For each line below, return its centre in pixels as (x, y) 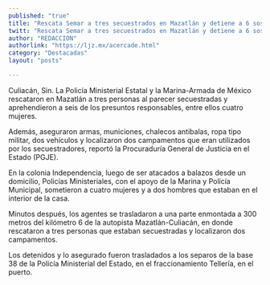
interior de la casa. (39, 198)
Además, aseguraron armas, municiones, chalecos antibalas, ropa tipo (125, 131)
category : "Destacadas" (48, 53)
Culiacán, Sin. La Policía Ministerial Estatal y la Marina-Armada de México (130, 90)
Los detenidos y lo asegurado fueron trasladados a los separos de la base (131, 254)
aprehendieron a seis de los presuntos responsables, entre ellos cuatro (126, 107)
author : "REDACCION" (43, 38)
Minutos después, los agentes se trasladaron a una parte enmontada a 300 (133, 214)
